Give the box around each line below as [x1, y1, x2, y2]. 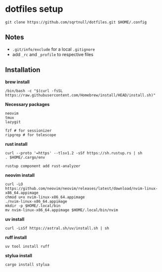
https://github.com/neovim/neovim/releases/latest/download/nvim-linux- [5, 186, 158, 191]
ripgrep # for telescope [5, 132, 56, 137]
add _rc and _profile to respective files [12, 51, 94, 57]
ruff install [5, 234, 27, 240]
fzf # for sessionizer [5, 128, 52, 133]
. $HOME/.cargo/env [5, 155, 45, 160]
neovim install [5, 172, 35, 178]
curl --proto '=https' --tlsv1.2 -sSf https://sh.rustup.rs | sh [5, 150, 142, 156]
